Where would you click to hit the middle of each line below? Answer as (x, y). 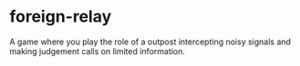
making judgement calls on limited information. (97, 51)
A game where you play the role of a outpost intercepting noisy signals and (150, 42)
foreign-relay (61, 17)
